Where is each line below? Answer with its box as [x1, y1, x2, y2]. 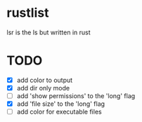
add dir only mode [16, 83, 70, 92]
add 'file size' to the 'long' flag [16, 100, 105, 108]
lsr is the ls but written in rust [6, 28, 91, 36]
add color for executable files [16, 107, 103, 116]
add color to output [16, 76, 73, 84]
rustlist [6, 5, 49, 21]
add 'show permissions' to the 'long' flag [16, 92, 136, 100]
